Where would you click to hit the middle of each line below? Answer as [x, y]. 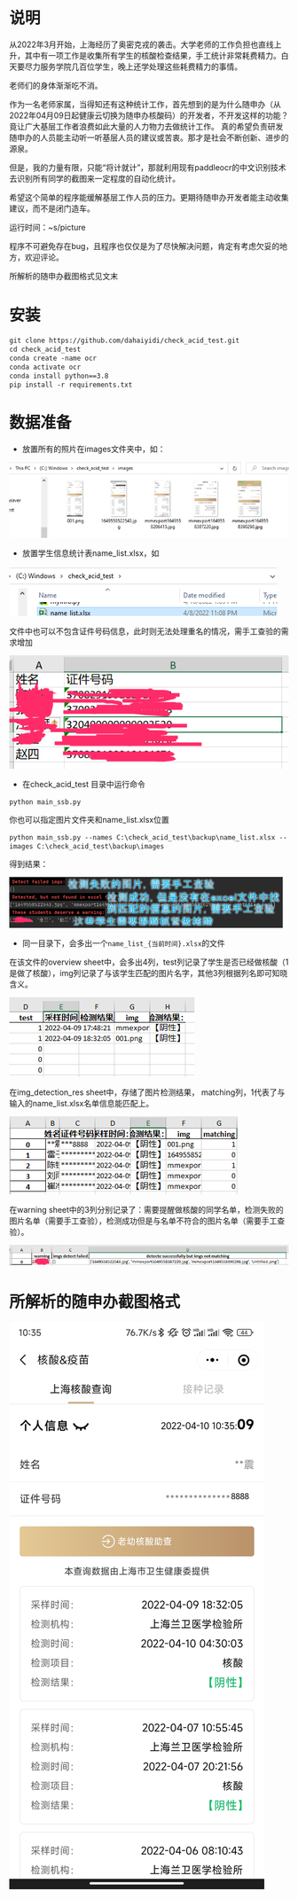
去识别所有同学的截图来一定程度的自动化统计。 [94, 178]
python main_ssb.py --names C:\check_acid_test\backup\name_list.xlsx [142, 837]
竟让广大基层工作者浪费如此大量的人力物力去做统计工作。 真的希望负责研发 [146, 126]
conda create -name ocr [53, 358]
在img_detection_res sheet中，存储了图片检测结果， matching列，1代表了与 [147, 1092]
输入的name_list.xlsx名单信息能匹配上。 [82, 1104]
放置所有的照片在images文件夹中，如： [94, 449]
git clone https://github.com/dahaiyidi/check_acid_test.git [125, 340]
